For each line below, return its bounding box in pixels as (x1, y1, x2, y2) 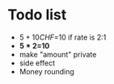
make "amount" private (19, 49, 97, 59)
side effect (19, 58, 56, 68)
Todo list (7, 6, 67, 24)
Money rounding (19, 66, 74, 76)
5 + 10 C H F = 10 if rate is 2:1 (19, 32, 107, 42)
